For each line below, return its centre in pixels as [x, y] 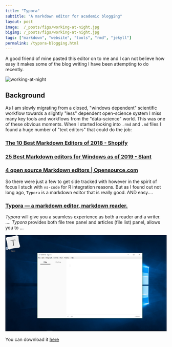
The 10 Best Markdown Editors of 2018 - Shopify [67, 142]
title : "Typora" [23, 11]
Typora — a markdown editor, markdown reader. [67, 206]
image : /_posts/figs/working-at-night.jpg [52, 27]
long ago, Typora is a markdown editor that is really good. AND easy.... [79, 192]
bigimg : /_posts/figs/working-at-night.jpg [52, 33]
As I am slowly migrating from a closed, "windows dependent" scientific [81, 108]
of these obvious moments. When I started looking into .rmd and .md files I [83, 124]
